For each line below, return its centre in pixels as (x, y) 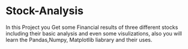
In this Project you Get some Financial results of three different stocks (92, 27)
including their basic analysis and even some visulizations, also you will (94, 33)
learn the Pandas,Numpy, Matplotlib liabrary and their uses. (79, 40)
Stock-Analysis (45, 11)
